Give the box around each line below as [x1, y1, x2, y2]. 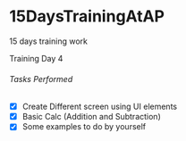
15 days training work [9, 36, 88, 46]
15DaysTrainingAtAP [9, 6, 165, 27]
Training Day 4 [9, 53, 63, 63]
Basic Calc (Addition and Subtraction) [21, 112, 161, 122]
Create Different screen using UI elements [21, 101, 177, 112]
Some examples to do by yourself [21, 121, 147, 132]
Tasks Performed [9, 73, 73, 84]
